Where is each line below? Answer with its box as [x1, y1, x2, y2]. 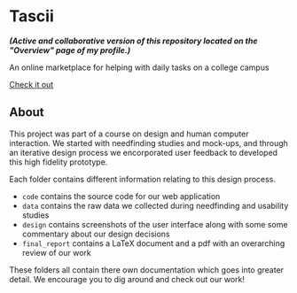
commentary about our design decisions [21, 228, 170, 239]
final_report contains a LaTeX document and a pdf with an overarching [21, 237, 285, 249]
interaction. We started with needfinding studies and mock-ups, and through [9, 137, 288, 148]
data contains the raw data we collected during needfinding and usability [21, 200, 289, 211]
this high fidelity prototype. [9, 157, 108, 167]
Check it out [9, 79, 54, 89]
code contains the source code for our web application [21, 190, 221, 201]
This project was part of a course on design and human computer [9, 128, 249, 139]
